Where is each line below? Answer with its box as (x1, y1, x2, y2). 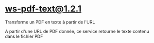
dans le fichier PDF (5, 33, 43, 39)
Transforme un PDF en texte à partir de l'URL (5, 19, 95, 25)
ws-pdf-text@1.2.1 (5, 3, 82, 14)
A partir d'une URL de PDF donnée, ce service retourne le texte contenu (5, 28, 149, 34)
